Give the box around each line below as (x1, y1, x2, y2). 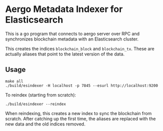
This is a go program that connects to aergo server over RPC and (5, 30, 140, 36)
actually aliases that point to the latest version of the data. (5, 51, 125, 57)
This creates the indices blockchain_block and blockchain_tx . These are (5, 45, 154, 51)
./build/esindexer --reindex (5, 101, 66, 106)
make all (5, 78, 24, 83)
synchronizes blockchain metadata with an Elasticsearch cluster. (5, 36, 139, 42)
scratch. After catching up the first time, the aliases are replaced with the (5, 115, 156, 121)
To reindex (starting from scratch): (5, 91, 76, 98)
